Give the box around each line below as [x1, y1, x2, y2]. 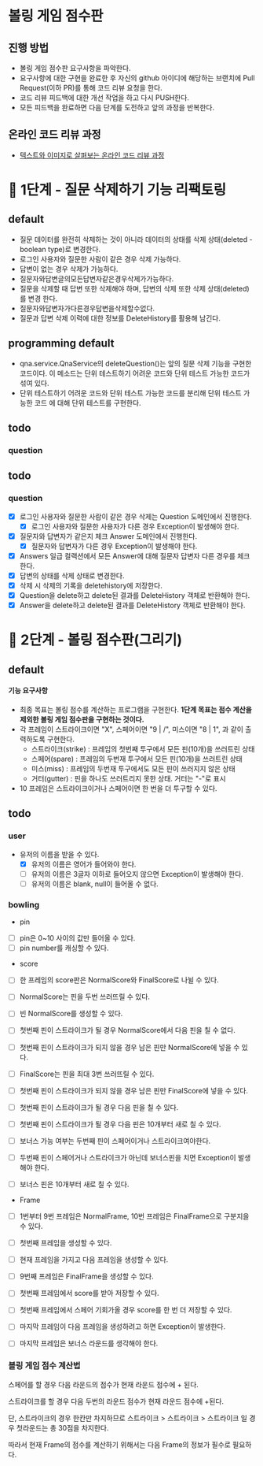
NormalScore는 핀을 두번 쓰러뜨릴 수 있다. [19, 992, 151, 1001]
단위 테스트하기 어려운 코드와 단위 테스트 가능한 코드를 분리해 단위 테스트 [19, 388, 242, 398]
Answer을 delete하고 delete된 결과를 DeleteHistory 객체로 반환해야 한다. [19, 600, 246, 611]
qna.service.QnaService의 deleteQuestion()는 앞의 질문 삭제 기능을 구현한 [19, 358, 252, 368]
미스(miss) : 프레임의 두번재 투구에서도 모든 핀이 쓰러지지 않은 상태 [31, 763, 236, 773]
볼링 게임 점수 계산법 [8, 1360, 81, 1371]
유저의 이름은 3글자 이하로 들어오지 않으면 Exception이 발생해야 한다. [31, 869, 243, 878]
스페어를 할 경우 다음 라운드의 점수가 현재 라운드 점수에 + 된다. [8, 1379, 199, 1389]
